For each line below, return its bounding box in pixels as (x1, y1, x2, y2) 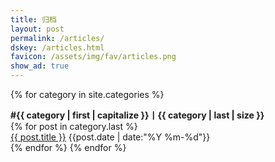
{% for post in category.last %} (10, 121, 138, 132)
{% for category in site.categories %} (10, 89, 165, 100)
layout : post (10, 24, 65, 34)
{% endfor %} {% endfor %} (10, 142, 127, 153)
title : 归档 (10, 14, 57, 25)
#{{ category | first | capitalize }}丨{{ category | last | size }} (10, 109, 265, 121)
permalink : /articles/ (10, 33, 105, 43)
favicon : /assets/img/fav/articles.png (10, 52, 177, 62)
